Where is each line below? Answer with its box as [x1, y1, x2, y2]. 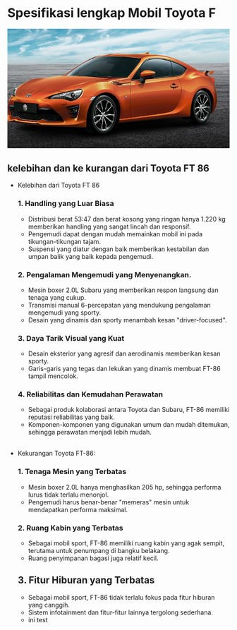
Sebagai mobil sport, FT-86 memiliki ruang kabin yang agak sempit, [28, 539, 224, 547]
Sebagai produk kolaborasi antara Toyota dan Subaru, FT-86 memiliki [28, 406, 230, 414]
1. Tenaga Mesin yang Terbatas [17, 467, 127, 477]
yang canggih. [28, 600, 71, 609]
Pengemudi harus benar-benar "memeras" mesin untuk [28, 497, 190, 506]
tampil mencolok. [28, 372, 79, 380]
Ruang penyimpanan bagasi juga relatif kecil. [28, 554, 159, 562]
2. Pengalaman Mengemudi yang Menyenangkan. [17, 269, 192, 279]
